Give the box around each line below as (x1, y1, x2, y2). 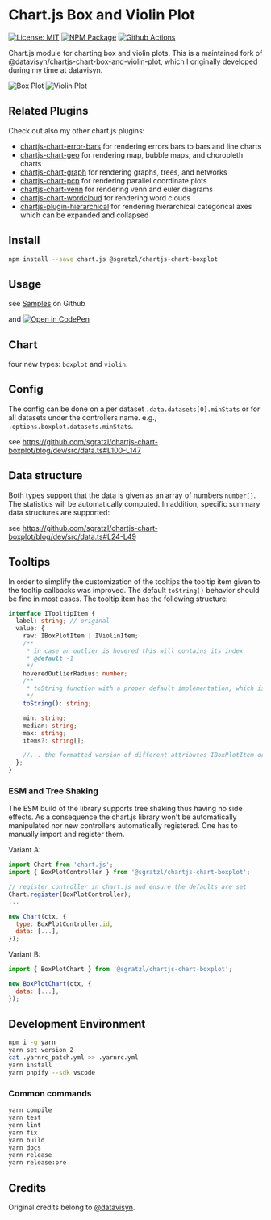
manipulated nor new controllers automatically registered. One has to (8, 821, 238, 831)
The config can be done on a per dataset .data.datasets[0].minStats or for (8, 404, 261, 414)
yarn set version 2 (8, 1046, 74, 1054)
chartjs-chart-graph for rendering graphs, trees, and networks (19, 167, 227, 177)
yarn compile (8, 1106, 52, 1114)
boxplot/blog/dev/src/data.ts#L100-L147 (8, 445, 142, 455)
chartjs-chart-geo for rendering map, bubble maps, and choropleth (19, 149, 244, 159)
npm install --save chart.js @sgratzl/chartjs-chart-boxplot (8, 255, 219, 263)
